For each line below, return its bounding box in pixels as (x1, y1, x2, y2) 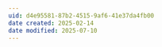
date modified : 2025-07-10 (8, 26, 98, 34)
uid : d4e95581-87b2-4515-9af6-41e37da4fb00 (8, 11, 155, 20)
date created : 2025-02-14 (8, 19, 94, 27)
